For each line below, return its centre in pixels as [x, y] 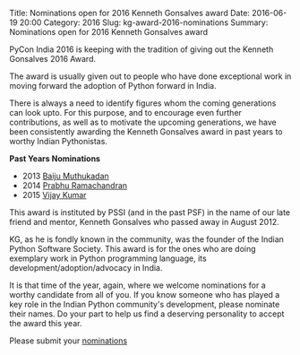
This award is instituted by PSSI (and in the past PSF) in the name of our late [150, 212]
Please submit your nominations [69, 341]
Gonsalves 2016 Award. [53, 59]
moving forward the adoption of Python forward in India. [113, 86]
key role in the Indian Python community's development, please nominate [145, 304]
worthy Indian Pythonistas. [58, 141]
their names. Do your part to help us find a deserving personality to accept [147, 314]
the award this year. [46, 323]
